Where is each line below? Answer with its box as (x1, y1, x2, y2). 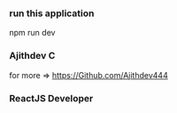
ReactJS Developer (9, 92, 94, 104)
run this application (9, 7, 95, 20)
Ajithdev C (9, 50, 56, 62)
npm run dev (9, 28, 56, 38)
